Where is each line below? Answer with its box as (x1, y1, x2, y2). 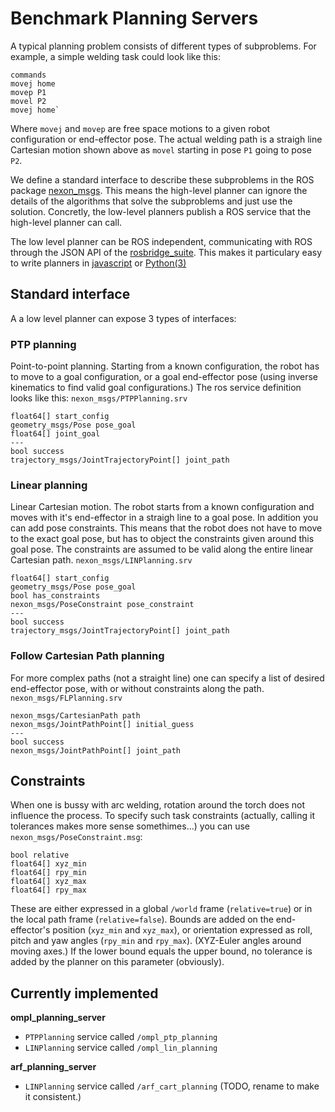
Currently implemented (10, 985, 159, 1002)
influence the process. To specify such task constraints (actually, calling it (10, 810, 315, 822)
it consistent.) (24, 1091, 82, 1103)
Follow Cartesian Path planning (10, 649, 165, 663)
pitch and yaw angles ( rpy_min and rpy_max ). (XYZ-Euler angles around (10, 935, 302, 947)
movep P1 (10, 87, 47, 97)
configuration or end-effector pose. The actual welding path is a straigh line (10, 133, 323, 145)
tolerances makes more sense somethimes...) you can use (10, 820, 251, 832)
